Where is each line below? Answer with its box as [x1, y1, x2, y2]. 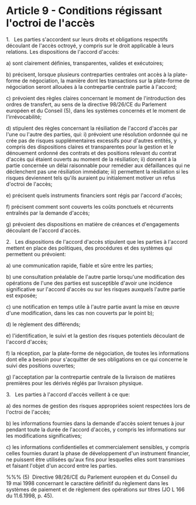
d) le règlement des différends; [6, 320, 81, 328]
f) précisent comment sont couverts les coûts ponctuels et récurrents [6, 203, 174, 210]
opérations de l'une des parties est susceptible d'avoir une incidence [6, 279, 173, 286]
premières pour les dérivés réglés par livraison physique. [6, 379, 143, 386]
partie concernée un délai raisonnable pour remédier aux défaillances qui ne [6, 162, 190, 169]
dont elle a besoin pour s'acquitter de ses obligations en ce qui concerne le [6, 355, 188, 363]
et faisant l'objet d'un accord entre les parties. [6, 462, 118, 469]
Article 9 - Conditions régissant [6, 4, 162, 18]
